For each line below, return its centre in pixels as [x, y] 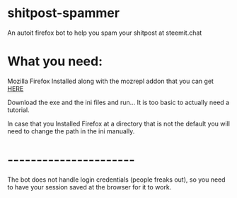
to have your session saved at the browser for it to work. [89, 187]
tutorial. [18, 110]
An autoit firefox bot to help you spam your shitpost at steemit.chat [105, 33]
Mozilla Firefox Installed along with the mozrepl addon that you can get [111, 81]
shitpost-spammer [64, 13]
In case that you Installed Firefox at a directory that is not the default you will [118, 123]
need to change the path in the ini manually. [71, 131]
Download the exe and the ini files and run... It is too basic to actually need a [118, 102]
